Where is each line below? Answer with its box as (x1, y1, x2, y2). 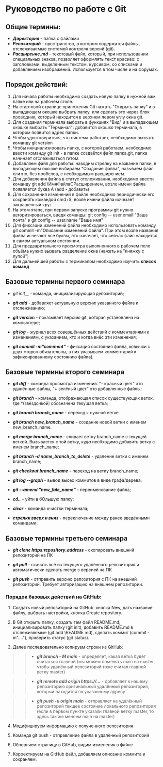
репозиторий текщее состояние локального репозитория (36, 703, 156, 709)
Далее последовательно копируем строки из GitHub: (12, 644, 123, 650)
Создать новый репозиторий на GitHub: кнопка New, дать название (12, 604, 153, 610)
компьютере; (12, 319, 40, 326)
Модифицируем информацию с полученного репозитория (12, 723, 133, 729)
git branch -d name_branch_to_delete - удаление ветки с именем (12, 454, 149, 459)
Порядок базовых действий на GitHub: (5, 593, 102, 600)
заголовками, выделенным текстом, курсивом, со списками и (12, 62, 143, 67)
